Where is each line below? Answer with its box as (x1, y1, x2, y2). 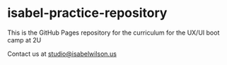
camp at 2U (7, 35, 42, 44)
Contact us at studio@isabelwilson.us (7, 49, 117, 58)
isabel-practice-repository (7, 5, 168, 21)
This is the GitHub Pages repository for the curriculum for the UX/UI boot (7, 28, 220, 37)
